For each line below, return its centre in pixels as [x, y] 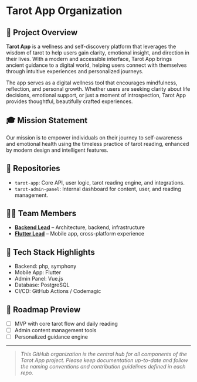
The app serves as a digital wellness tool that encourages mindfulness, [92, 83]
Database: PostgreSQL [42, 285]
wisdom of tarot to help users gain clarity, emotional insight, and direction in [98, 53]
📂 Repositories [33, 168]
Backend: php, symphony [45, 266]
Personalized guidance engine [51, 337]
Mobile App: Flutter [38, 272]
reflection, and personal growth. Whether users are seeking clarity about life [98, 89]
